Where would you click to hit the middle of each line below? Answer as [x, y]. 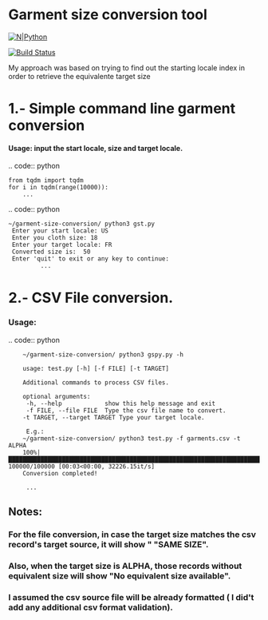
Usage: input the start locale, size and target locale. [96, 148]
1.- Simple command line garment [122, 109]
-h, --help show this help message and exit [121, 403]
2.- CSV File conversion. [91, 298]
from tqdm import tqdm [46, 181]
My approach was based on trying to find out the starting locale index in [127, 68]
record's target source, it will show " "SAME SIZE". [108, 545]
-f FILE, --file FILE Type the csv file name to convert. [126, 410]
